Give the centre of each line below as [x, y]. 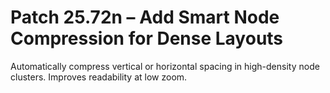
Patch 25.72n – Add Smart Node [145, 17]
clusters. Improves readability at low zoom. [99, 77]
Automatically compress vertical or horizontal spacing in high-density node [165, 66]
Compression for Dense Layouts [147, 38]
